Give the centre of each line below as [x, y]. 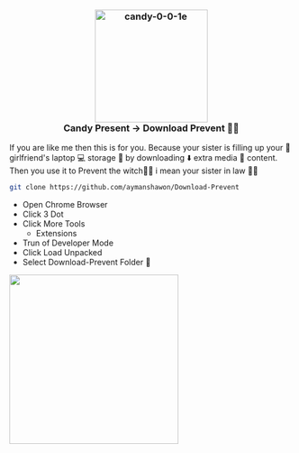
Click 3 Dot [43, 214]
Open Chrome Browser [65, 205]
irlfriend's [30, 158]
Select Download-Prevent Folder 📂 [86, 263]
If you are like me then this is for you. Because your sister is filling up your [146, 148]
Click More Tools [54, 224]
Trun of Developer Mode [68, 243]
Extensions [56, 234]
